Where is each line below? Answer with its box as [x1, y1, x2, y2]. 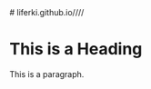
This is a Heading [9, 39, 143, 60]
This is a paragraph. [9, 68, 85, 79]
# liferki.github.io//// [9, 7, 85, 17]
